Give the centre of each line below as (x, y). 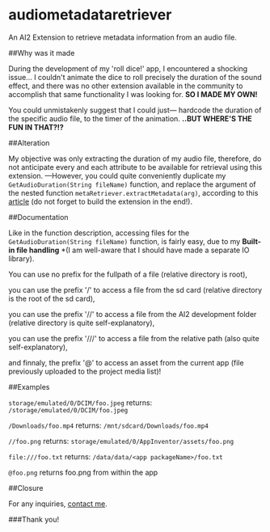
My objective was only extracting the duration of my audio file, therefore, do (135, 158)
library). (21, 258)
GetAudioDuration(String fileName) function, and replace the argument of (132, 184)
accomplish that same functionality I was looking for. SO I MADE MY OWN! (133, 94)
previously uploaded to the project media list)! (85, 371)
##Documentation (38, 217)
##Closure (26, 488)
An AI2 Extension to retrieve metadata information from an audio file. (122, 37)
